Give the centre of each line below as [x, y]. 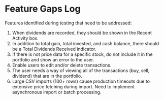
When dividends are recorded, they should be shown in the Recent [82, 32]
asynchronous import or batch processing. [57, 92]
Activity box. [25, 38]
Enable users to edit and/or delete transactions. [62, 65]
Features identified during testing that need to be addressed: [68, 23]
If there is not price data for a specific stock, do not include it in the [82, 54]
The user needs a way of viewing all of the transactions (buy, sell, [81, 70]
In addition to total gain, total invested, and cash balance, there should [86, 43]
